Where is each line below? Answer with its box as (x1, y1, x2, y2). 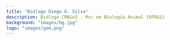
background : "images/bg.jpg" (6, 19, 78, 25)
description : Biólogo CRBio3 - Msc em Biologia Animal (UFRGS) (6, 14, 165, 20)
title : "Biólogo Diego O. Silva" (6, 8, 89, 15)
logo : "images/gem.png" (6, 25, 65, 31)
